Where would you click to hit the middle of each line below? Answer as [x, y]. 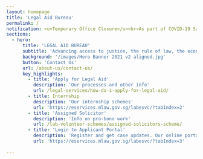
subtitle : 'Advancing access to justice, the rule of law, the [104, 51]
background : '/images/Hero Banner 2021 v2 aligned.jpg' [94, 57]
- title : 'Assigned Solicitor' [67, 113]
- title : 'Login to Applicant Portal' [77, 130]
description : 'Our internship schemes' [83, 102]
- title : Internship [54, 96]
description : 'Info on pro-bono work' [82, 118]
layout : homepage [28, 12]
